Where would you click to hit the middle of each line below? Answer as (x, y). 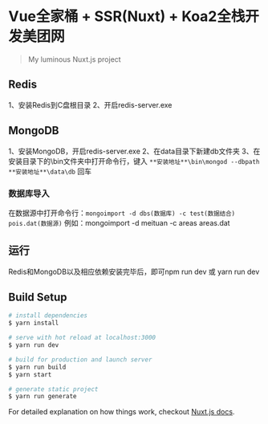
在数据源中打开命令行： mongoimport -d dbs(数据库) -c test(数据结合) (122, 213)
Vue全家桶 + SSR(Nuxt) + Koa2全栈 (127, 16)
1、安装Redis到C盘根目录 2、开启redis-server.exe (90, 104)
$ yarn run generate (43, 397)
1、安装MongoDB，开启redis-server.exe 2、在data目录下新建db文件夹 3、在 (134, 151)
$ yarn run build (37, 367)
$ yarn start (30, 374)
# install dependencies (48, 316)
